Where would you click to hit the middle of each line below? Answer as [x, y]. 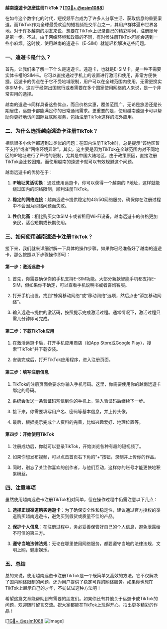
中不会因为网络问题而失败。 [41, 205]
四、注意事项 [21, 488]
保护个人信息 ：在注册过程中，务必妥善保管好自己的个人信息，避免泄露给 [86, 527]
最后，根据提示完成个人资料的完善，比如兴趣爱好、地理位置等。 [78, 422]
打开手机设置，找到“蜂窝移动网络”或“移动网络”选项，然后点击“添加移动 [85, 296]
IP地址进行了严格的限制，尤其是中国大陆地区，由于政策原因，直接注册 [85, 155]
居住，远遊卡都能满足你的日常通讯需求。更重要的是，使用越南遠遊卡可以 [83, 111]
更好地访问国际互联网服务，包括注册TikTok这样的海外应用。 [75, 117]
